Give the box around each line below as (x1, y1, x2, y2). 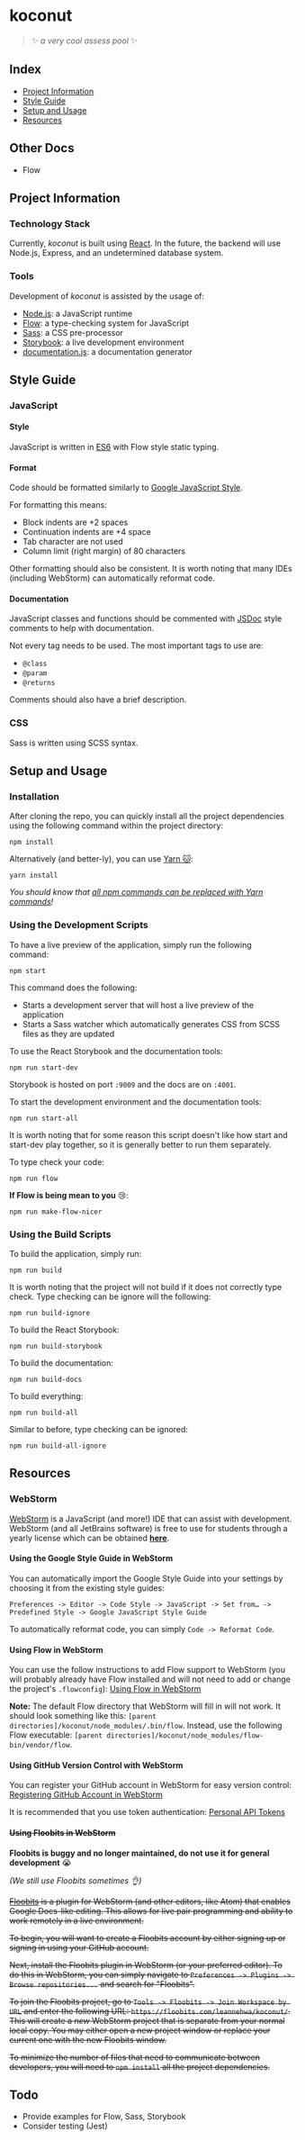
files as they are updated (22, 1028, 115, 1039)
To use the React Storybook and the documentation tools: (9, 1045, 223, 1056)
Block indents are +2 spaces (22, 517, 129, 528)
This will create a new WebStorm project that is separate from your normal (9, 2015, 285, 2026)
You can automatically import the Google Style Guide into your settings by (9, 1573, 283, 1584)
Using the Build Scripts (9, 1228, 112, 1241)
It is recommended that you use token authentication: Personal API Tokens (9, 1807, 286, 1818)
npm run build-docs (9, 1375, 83, 1385)
